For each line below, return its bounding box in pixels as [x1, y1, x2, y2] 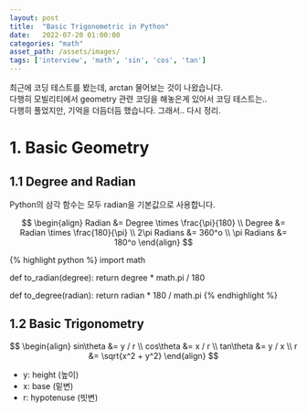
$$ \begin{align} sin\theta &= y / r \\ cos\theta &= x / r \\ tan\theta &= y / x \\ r [9, 340, 298, 352]
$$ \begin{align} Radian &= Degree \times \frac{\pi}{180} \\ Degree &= [21, 217, 286, 228]
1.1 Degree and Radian [9, 174, 136, 189]
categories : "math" [9, 38, 84, 48]
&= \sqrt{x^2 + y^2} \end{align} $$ [88, 350, 219, 361]
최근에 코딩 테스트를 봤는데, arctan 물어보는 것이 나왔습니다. [9, 82, 224, 92]
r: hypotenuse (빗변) [22, 392, 99, 403]
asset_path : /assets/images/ [9, 48, 121, 57]
